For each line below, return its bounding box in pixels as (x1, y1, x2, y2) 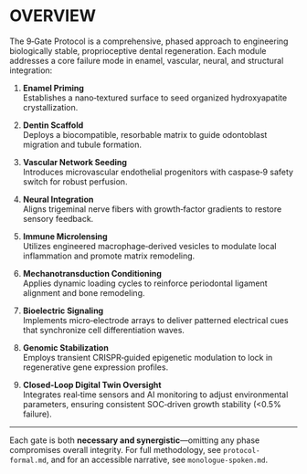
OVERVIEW (9, 5, 97, 26)
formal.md (9, 456, 48, 465)
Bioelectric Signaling (22, 305, 104, 316)
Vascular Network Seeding (22, 156, 128, 167)
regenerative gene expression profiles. (22, 362, 169, 373)
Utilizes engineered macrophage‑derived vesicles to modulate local (22, 240, 277, 251)
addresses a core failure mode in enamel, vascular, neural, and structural (9, 55, 284, 66)
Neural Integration (22, 194, 94, 205)
